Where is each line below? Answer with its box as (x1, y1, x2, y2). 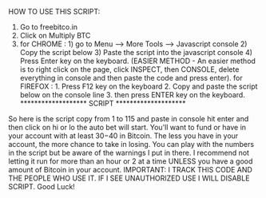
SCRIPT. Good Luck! (8, 182, 76, 191)
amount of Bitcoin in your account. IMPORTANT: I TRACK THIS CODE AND (8, 165, 253, 174)
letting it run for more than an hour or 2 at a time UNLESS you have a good (8, 156, 253, 166)
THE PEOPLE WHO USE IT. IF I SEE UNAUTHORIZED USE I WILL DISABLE (8, 173, 250, 183)
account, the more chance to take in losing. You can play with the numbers (8, 140, 254, 148)
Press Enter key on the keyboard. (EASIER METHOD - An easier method (19, 56, 256, 65)
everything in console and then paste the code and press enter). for (19, 73, 243, 82)
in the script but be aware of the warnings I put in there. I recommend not (8, 148, 250, 157)
